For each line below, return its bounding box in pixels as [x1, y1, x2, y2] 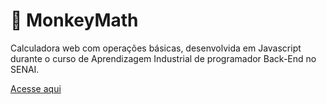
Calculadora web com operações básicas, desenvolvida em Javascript [10, 42, 302, 54]
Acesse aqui [10, 82, 62, 94]
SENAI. [10, 63, 40, 75]
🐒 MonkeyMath [10, 9, 139, 32]
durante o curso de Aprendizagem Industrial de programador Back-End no [10, 52, 317, 64]
